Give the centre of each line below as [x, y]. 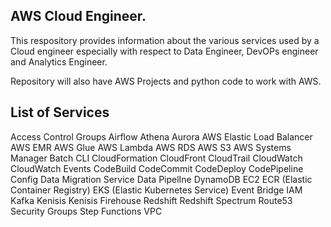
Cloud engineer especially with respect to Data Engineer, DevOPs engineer [164, 51]
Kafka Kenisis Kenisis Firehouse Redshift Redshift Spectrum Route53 [151, 200]
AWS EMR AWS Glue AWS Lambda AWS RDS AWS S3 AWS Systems [151, 147]
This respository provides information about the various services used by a [165, 40]
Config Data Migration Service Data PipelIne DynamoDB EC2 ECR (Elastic [161, 179]
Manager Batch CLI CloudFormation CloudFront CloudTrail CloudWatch [156, 158]
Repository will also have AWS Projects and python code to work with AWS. [166, 81]
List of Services [60, 112]
